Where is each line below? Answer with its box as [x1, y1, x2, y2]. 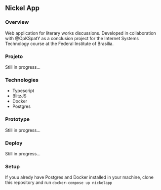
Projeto [5, 53, 23, 60]
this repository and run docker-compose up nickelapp [5, 180, 113, 186]
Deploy [5, 140, 23, 146]
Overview [5, 19, 29, 26]
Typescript [12, 88, 35, 94]
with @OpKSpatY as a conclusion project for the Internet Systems [5, 35, 139, 41]
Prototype [5, 116, 30, 123]
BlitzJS [12, 93, 27, 99]
